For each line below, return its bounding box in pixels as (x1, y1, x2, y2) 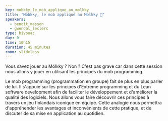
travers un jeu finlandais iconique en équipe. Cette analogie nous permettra (5, 99, 162, 105)
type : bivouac (5, 31, 35, 36)
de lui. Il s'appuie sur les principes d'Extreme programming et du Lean (5, 83, 151, 89)
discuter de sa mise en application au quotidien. (5, 110, 105, 116)
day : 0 (5, 36, 19, 41)
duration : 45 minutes (5, 45, 51, 50)
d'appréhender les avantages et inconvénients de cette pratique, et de (5, 105, 152, 111)
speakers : (5, 17, 26, 22)
